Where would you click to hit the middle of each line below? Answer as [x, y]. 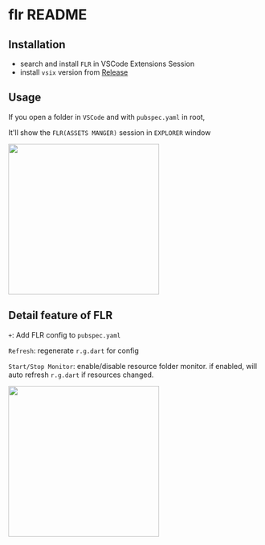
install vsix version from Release [74, 72]
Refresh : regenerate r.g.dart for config [73, 350]
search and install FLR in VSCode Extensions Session [107, 64]
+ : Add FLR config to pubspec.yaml [65, 334]
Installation [37, 45]
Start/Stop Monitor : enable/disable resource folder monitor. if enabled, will [133, 366]
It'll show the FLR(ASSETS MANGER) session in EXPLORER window [110, 132]
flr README [48, 15]
